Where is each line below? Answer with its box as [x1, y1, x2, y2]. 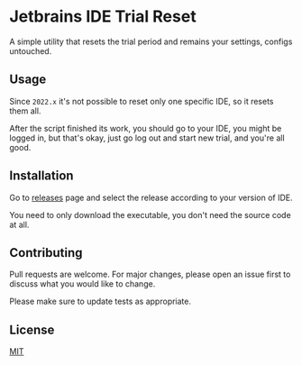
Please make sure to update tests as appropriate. [9, 296, 192, 307]
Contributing [9, 245, 83, 260]
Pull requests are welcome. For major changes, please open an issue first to [9, 269, 291, 280]
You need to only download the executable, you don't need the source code [9, 209, 291, 220]
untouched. [9, 45, 52, 56]
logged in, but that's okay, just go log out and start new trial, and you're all [9, 132, 286, 143]
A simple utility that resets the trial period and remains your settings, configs [9, 36, 293, 47]
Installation [9, 169, 74, 184]
